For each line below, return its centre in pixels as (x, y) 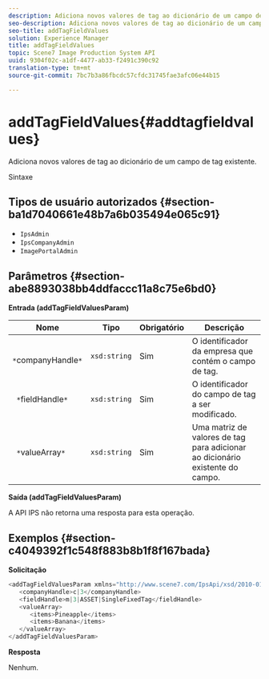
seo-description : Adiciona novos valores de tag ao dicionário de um (127, 23)
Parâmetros (38, 276)
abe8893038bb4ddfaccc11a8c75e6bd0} (112, 288)
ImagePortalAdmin (49, 252)
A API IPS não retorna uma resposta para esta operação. (101, 513)
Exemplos (33, 538)
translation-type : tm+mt (50, 68)
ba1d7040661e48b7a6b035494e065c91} (114, 214)
